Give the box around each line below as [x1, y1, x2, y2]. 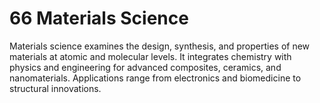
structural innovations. [9, 82, 102, 94]
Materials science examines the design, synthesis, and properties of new [9, 40, 311, 52]
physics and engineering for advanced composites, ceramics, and [9, 61, 282, 73]
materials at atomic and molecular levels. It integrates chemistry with [9, 50, 292, 62]
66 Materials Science [9, 7, 189, 30]
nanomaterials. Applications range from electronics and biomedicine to [9, 72, 302, 84]
